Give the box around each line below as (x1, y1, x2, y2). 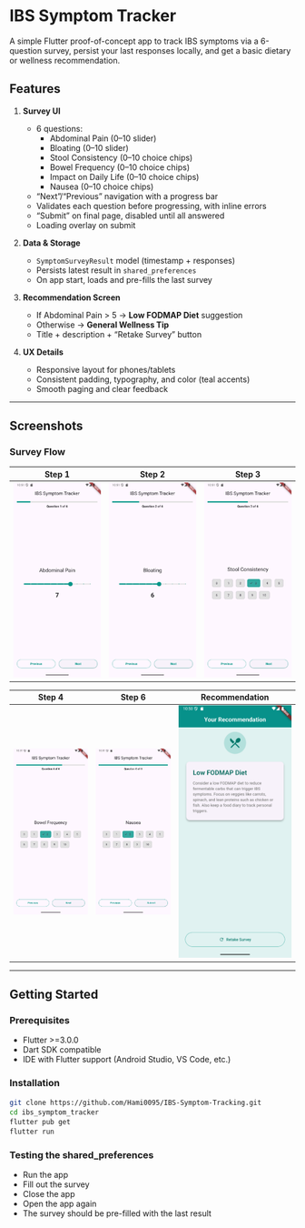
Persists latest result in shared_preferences (35, 265, 197, 276)
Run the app (22, 1170, 69, 1181)
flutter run (9, 1127, 54, 1137)
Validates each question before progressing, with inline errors (35, 200, 267, 211)
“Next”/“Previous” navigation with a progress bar (35, 190, 219, 201)
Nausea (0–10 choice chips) (49, 181, 154, 192)
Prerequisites (9, 1013, 70, 1026)
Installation (9, 1077, 61, 1090)
